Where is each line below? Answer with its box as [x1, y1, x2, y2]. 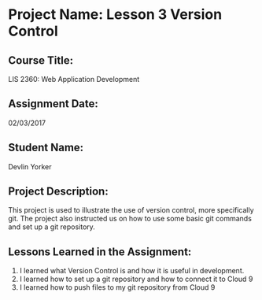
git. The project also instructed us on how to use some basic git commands [8, 214, 252, 224]
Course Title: [8, 54, 73, 67]
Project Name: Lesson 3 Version [8, 6, 223, 24]
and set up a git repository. [8, 222, 96, 231]
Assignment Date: [8, 97, 98, 111]
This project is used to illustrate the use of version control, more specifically [8, 206, 254, 215]
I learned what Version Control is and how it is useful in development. [19, 266, 245, 276]
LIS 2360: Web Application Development [8, 75, 140, 83]
